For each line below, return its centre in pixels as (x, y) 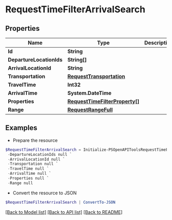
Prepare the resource (35, 140)
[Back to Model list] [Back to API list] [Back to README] (64, 212)
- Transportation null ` (33, 164)
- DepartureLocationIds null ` (40, 154)
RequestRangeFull (90, 110)
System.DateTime (89, 93)
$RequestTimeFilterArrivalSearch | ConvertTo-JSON (60, 202)
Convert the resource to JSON (45, 193)
